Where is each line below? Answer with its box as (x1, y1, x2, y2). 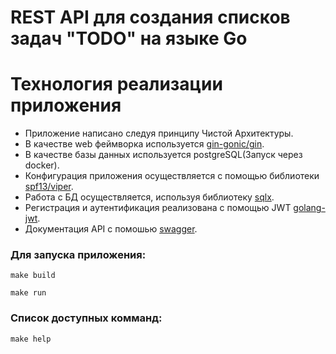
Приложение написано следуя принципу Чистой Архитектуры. (24, 127, 294, 140)
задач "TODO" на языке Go (10, 27, 248, 50)
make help (10, 334, 52, 344)
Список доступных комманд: (10, 311, 163, 325)
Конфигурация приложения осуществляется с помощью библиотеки (24, 170, 320, 182)
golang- (293, 202, 326, 214)
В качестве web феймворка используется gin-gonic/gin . (24, 138, 265, 150)
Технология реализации (10, 73, 223, 96)
